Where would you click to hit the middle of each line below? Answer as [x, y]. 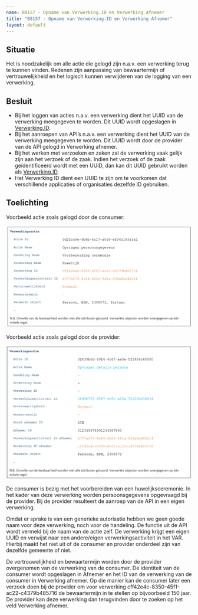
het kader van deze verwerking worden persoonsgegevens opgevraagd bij [97, 495]
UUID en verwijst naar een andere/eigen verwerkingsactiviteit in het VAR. [95, 538]
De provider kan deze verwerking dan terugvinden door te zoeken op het [95, 600]
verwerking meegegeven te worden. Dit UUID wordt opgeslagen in [95, 122]
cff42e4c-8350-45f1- [154, 587]
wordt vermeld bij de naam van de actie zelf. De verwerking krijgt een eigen [98, 532]
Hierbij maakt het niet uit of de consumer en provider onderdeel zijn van [93, 544]
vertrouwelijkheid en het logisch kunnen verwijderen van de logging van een [99, 76]
